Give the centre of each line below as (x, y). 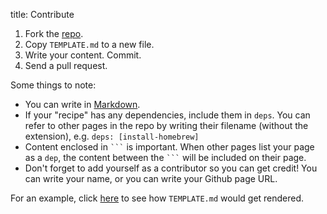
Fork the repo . (54, 33)
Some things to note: (53, 85)
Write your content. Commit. (83, 55)
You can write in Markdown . (82, 104)
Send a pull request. (66, 65)
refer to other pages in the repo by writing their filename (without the (166, 125)
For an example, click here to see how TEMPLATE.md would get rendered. (157, 198)
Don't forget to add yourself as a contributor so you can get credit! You (171, 168)
